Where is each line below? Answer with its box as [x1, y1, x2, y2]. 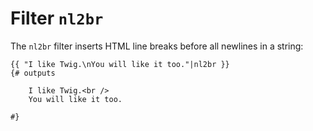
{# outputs [10, 68, 56, 78]
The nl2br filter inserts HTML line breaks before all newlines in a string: [10, 40, 304, 52]
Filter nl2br [10, 7, 104, 30]
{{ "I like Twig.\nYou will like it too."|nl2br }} [10, 59, 230, 69]
